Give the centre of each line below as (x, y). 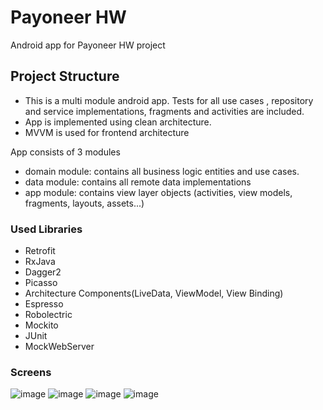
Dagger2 (43, 272)
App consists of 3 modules (65, 152)
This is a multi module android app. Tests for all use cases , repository (169, 100)
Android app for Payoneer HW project (88, 45)
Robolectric (48, 315)
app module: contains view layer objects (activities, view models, (158, 192)
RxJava (40, 262)
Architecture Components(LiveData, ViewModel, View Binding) (154, 293)
